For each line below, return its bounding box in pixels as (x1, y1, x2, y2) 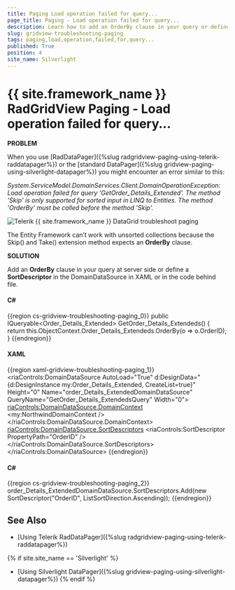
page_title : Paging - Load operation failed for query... (7, 17, 180, 24)
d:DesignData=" (154, 373, 201, 382)
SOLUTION (7, 252, 40, 260)
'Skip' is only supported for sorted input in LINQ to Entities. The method (7, 195, 213, 204)
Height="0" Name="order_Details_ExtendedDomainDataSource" (7, 388, 193, 397)
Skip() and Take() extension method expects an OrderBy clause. (7, 238, 193, 246)
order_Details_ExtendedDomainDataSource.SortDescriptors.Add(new (7, 486, 207, 495)
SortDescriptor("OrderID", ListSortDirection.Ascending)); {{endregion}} (7, 494, 212, 502)
